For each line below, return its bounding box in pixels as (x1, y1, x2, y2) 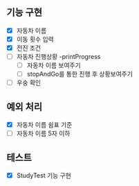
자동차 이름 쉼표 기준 (16, 121, 73, 129)
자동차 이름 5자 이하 (16, 129, 71, 137)
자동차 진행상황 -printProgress (16, 53, 101, 60)
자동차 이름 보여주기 (26, 61, 81, 69)
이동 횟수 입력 (16, 35, 54, 43)
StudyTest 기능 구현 (16, 171, 72, 179)
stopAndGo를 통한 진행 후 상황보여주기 (26, 70, 133, 78)
